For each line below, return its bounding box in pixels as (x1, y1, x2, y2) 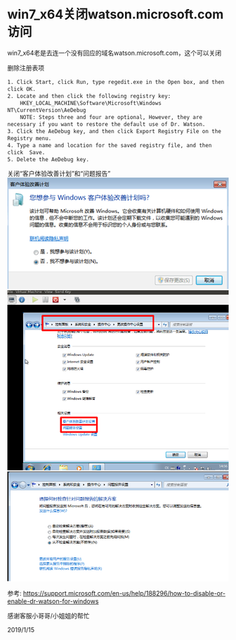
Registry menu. (7, 134, 52, 142)
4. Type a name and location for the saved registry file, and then (7, 142, 212, 149)
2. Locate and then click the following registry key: (7, 92, 171, 99)
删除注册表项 (7, 63, 44, 72)
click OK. (7, 85, 37, 92)
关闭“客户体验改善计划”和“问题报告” (7, 169, 111, 177)
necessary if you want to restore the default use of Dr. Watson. (7, 120, 206, 127)
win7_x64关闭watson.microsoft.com (7, 6, 224, 23)
